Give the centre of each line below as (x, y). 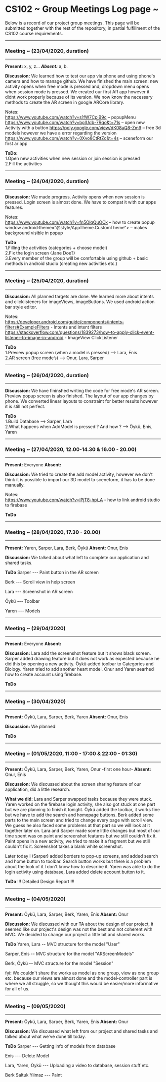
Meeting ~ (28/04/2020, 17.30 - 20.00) (53, 532)
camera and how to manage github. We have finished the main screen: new (82, 81)
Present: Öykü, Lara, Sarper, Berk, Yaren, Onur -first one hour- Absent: (78, 769)
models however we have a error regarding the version (61, 133)
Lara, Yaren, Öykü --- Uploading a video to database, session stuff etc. (77, 1066)
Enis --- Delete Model (27, 1056)
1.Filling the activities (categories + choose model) (56, 248)
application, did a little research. (38, 789)
